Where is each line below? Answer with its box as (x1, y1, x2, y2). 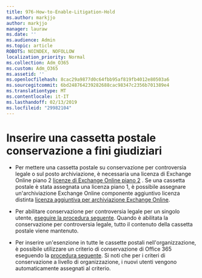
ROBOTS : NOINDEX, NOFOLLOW (6, 49, 75, 55)
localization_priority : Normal (6, 54, 86, 60)
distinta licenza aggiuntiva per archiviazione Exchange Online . (15, 196, 170, 203)
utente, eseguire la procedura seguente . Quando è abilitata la (15, 214, 169, 222)
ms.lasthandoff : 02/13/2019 (6, 99, 78, 105)
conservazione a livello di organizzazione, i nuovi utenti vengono (15, 259, 177, 266)
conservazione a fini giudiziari (6, 144, 163, 158)
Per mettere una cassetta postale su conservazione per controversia (15, 164, 187, 171)
